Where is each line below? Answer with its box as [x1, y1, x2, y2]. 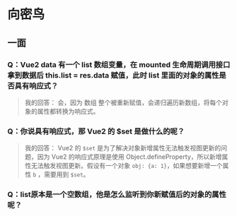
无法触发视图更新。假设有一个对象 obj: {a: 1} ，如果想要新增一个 [30, 162, 223, 170]
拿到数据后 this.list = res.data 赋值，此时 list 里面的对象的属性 [7, 70, 219, 80]
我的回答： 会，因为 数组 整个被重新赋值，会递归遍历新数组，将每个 [24, 98, 223, 107]
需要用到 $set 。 [43, 170, 90, 179]
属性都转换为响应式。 [37, 107, 100, 115]
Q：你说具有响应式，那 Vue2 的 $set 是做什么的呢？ [7, 126, 185, 136]
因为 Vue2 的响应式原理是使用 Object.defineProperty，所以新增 [37, 152, 222, 161]
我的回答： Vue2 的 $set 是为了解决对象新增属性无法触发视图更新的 [24, 144, 221, 152]
